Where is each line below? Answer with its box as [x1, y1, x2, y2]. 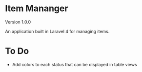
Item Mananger [5, 3, 68, 14]
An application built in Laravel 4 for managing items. [5, 28, 110, 34]
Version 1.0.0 [5, 19, 31, 25]
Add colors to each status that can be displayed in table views [12, 61, 138, 67]
